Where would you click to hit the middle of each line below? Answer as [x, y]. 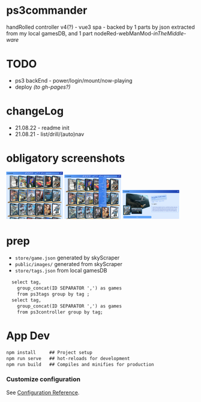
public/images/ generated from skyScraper [69, 264]
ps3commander [47, 10]
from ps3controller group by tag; [60, 312]
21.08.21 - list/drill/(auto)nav [49, 134]
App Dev [28, 335]
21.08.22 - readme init [42, 128]
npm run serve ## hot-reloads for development [68, 358]
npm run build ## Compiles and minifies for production [80, 364]
